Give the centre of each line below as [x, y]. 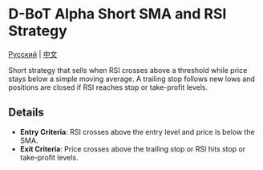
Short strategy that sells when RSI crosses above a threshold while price [128, 70]
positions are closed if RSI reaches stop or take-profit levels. [108, 87]
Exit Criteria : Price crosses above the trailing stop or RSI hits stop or [133, 148]
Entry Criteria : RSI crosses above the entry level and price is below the [137, 132]
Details [26, 113]
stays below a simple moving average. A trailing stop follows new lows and [131, 79]
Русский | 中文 [33, 54]
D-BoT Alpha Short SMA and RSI [117, 14]
